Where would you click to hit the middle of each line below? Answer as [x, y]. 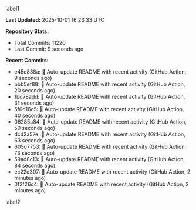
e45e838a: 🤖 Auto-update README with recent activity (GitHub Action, [100, 72]
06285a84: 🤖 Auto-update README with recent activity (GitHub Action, [100, 122]
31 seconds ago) [34, 103]
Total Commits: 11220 [40, 43]
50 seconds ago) [34, 128]
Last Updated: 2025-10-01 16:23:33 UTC [55, 20]
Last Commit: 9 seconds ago [49, 49]
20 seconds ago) [35, 90]
